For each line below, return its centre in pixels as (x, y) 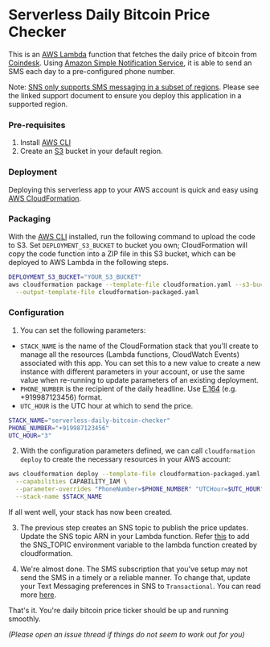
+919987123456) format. (61, 397)
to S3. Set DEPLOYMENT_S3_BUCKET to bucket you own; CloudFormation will (128, 245)
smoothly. (25, 619)
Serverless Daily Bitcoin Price (109, 15)
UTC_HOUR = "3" (30, 435)
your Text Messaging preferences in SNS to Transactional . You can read (140, 586)
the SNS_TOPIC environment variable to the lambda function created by (138, 545)
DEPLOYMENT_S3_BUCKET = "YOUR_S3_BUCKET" (75, 277)
